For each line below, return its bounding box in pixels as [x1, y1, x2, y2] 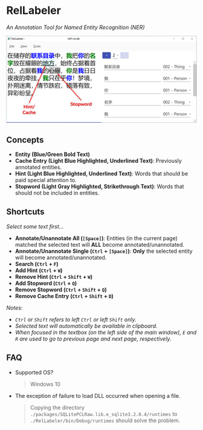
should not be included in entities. [14, 189, 100, 197]
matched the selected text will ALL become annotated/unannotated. [14, 241, 185, 248]
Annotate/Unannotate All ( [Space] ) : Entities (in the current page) [14, 234, 178, 242]
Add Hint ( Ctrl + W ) [14, 267, 63, 274]
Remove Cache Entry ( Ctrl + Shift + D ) [14, 292, 114, 299]
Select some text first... [6, 223, 64, 230]
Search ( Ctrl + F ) [14, 260, 59, 267]
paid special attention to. [14, 177, 77, 184]
